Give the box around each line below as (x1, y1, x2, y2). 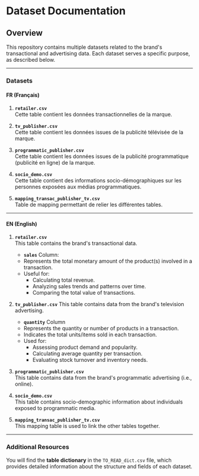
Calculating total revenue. (32, 276, 95, 283)
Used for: (23, 338, 47, 345)
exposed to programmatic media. (14, 405, 96, 412)
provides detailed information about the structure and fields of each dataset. (6, 462, 192, 470)
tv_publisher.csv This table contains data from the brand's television (14, 301, 185, 308)
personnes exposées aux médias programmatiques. (14, 183, 142, 191)
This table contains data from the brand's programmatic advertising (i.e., (14, 374, 192, 382)
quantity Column (23, 319, 66, 326)
